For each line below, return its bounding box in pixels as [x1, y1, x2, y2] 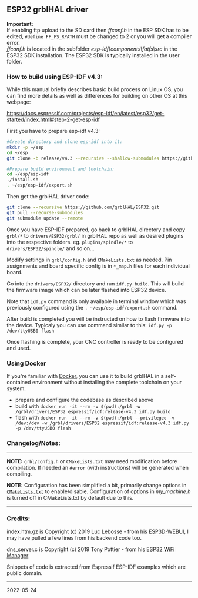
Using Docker [6, 359, 46, 367]
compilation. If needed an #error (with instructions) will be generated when [6, 464, 189, 471]
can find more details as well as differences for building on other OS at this [6, 92, 187, 99]
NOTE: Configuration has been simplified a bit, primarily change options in [6, 482, 187, 489]
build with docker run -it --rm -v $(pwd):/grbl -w [15, 403, 140, 410]
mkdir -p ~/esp [6, 144, 44, 150]
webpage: [6, 98, 31, 105]
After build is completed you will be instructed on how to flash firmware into [6, 315, 190, 323]
